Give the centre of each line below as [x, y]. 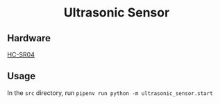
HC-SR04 [21, 54]
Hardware [29, 38]
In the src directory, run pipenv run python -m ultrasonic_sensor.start [110, 93]
